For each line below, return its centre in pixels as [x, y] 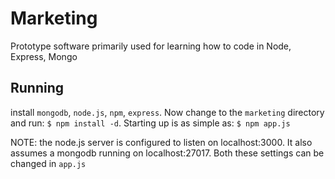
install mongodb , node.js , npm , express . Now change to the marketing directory [167, 112]
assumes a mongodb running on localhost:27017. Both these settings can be [167, 153]
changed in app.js [48, 163]
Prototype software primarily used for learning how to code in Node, [151, 46]
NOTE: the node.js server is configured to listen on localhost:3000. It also [161, 142]
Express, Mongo [44, 56]
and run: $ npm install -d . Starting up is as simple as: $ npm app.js [150, 123]
